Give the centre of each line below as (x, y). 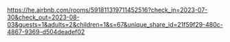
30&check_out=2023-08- (44, 17)
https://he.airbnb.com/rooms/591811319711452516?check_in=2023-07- (107, 10)
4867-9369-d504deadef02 (46, 32)
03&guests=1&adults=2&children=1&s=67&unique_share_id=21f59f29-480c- (115, 24)
